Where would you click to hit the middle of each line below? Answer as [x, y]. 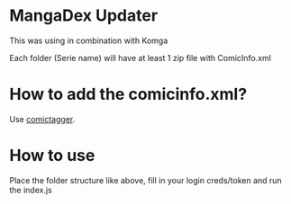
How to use [52, 156]
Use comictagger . [42, 119]
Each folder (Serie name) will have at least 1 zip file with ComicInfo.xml [141, 58]
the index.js [31, 190]
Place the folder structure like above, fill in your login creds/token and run [145, 180]
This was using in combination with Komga [89, 40]
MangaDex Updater [84, 16]
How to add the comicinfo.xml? [128, 94]
